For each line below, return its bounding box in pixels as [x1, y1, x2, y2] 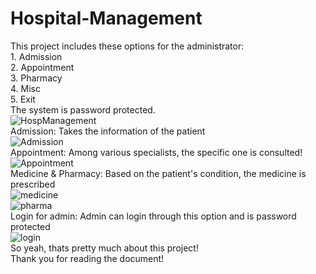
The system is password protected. [10, 103, 156, 116]
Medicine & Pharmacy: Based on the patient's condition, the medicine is [10, 167, 307, 179]
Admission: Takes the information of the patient [10, 125, 206, 137]
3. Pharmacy [10, 72, 63, 84]
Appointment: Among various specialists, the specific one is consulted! [10, 146, 303, 158]
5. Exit [10, 93, 36, 105]
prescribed [10, 178, 56, 190]
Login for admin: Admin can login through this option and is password [10, 210, 297, 222]
